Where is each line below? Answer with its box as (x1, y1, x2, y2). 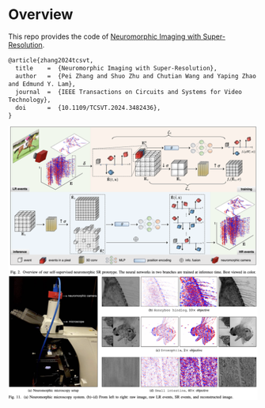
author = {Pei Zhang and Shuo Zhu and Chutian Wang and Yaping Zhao (15, 72, 257, 80)
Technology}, (8, 96, 51, 104)
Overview (8, 6, 74, 24)
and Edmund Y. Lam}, (8, 80, 77, 88)
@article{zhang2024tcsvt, (8, 56, 93, 64)
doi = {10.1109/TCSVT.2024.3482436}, (15, 104, 161, 111)
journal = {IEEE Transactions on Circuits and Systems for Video (15, 88, 243, 96)
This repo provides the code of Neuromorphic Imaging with (8, 32, 202, 41)
